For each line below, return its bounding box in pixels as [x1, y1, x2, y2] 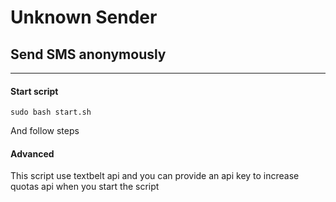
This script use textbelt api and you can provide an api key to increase [10, 170, 300, 182]
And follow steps [10, 125, 80, 137]
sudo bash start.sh [10, 107, 92, 118]
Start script [10, 85, 59, 97]
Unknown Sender [10, 6, 158, 29]
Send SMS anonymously [10, 46, 167, 63]
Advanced [10, 147, 55, 160]
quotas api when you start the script [10, 181, 160, 193]
